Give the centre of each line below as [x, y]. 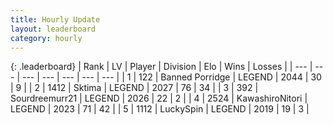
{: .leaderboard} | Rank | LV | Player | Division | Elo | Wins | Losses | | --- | [161, 67]
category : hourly [46, 38]
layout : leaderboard [53, 29]
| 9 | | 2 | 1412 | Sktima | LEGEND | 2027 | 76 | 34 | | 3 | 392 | [134, 88]
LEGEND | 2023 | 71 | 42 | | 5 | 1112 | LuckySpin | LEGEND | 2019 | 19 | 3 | [160, 109]
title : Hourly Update [55, 19]
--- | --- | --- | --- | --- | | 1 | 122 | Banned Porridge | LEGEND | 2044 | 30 [171, 77]
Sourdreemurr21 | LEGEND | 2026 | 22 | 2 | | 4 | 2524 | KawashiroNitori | [159, 98]
